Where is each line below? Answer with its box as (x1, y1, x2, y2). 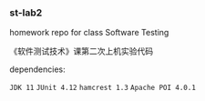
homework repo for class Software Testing (9, 27, 169, 38)
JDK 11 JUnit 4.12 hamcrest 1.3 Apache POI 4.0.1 (9, 84, 196, 93)
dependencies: (9, 64, 66, 75)
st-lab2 (9, 6, 43, 19)
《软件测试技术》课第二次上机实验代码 (9, 45, 153, 56)
